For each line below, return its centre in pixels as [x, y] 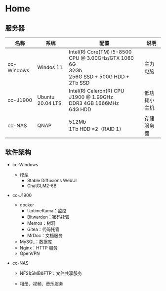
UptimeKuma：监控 [47, 210]
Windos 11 [50, 67]
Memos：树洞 [41, 223]
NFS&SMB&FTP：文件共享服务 [51, 273]
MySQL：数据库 [36, 242]
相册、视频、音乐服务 [41, 284]
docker [27, 205]
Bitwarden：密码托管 [48, 217]
